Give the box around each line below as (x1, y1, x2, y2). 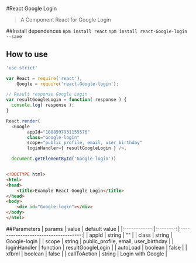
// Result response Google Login (6, 92, 88, 97)
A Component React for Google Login (20, 16, 111, 23)
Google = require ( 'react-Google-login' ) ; (16, 81, 119, 87)
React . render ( (6, 118, 41, 124)
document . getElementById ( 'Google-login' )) (11, 156, 116, 162)
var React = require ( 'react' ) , (6, 75, 82, 81)
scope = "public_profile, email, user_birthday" (27, 140, 143, 146)
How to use (6, 50, 48, 59)
